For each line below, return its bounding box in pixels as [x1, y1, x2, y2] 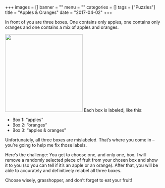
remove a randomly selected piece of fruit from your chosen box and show [5, 157, 158, 163]
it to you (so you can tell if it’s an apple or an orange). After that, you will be [5, 162, 159, 168]
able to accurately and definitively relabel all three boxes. [5, 168, 122, 173]
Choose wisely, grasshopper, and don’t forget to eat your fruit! [5, 177, 132, 183]
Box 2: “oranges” [12, 122, 47, 128]
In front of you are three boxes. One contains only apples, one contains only [5, 19, 160, 25]
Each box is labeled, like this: [83, 107, 143, 113]
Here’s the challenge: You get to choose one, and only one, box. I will [5, 152, 146, 158]
